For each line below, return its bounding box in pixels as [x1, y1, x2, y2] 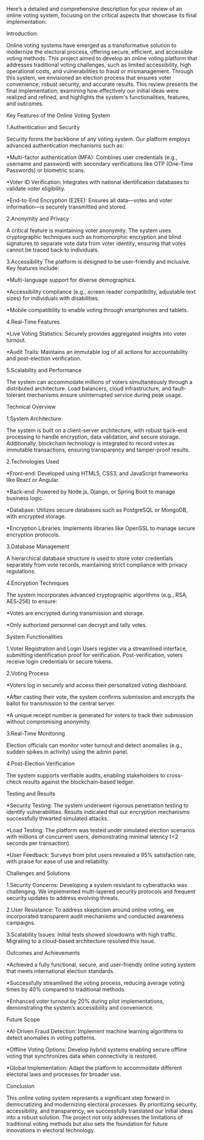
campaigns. [6, 919, 36, 926]
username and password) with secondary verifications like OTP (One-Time [6, 160, 193, 167]
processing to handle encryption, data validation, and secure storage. [6, 433, 180, 441]
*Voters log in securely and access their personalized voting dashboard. [6, 682, 188, 689]
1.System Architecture [6, 415, 61, 422]
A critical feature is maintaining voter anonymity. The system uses [6, 227, 171, 234]
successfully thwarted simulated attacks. [6, 815, 109, 822]
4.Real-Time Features [6, 318, 60, 325]
